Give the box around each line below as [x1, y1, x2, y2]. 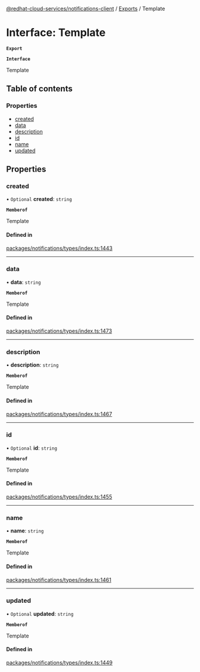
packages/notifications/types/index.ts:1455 [6, 493, 112, 500]
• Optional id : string [6, 444, 58, 451]
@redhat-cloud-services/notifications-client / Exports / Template [6, 5, 165, 12]
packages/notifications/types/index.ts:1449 [6, 659, 113, 667]
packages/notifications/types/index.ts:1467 [6, 410, 112, 417]
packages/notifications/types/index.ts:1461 [6, 576, 112, 583]
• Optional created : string [6, 196, 73, 203]
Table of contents [6, 83, 73, 94]
